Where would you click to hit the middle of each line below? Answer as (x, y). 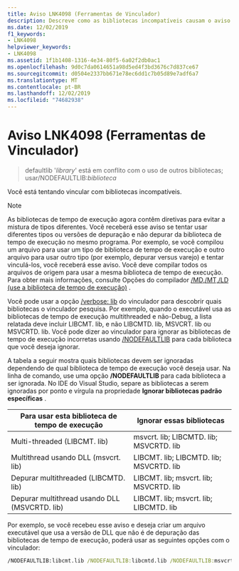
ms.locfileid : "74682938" (46, 101)
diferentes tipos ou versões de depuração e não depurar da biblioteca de (115, 234)
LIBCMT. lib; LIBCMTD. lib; (177, 457)
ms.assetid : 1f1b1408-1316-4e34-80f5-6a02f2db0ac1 (84, 61)
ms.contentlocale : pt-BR (44, 87)
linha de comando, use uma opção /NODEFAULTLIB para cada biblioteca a (117, 376)
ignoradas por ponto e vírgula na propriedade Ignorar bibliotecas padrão (115, 391)
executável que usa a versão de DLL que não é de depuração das (103, 533)
